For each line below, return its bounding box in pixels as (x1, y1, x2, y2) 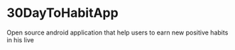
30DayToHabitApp (6, 5, 119, 21)
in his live (6, 35, 35, 44)
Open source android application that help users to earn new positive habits (6, 28, 229, 37)
